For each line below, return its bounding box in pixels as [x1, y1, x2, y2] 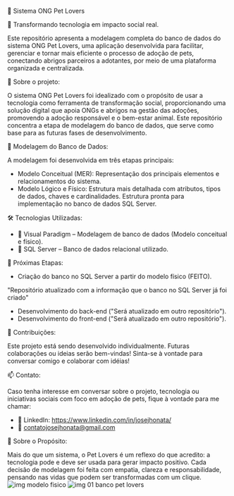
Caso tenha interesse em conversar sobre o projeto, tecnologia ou [7, 387, 199, 395]
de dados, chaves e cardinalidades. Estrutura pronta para [17, 192, 185, 200]
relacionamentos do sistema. [17, 177, 101, 185]
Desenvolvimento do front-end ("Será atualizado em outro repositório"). [17, 314, 227, 323]
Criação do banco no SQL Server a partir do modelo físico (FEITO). [17, 272, 212, 280]
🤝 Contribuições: [7, 328, 56, 336]
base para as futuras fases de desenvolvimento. [7, 129, 147, 137]
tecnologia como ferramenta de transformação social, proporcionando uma [7, 99, 226, 107]
